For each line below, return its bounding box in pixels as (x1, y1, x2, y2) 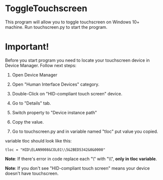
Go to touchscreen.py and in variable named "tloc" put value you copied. (12, 128, 158, 134)
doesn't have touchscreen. (5, 170, 59, 176)
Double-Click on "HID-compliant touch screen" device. (12, 90, 123, 96)
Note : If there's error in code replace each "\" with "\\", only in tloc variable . (5, 156, 157, 162)
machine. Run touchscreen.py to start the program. (5, 24, 108, 30)
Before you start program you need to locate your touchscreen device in (5, 57, 150, 63)
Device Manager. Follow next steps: (5, 62, 77, 68)
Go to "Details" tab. (12, 100, 51, 106)
